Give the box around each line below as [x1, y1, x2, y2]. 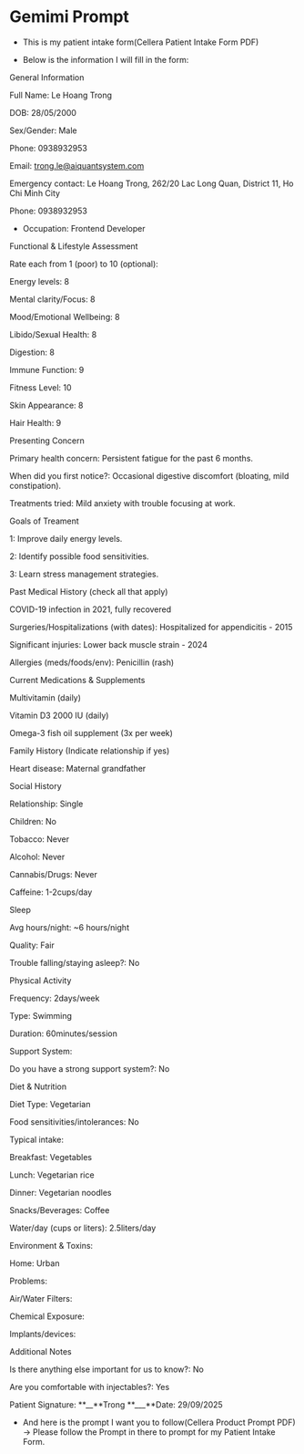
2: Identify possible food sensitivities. [9, 550, 149, 562]
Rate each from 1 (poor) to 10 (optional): [9, 258, 159, 269]
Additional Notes [9, 1345, 72, 1356]
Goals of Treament [9, 515, 79, 526]
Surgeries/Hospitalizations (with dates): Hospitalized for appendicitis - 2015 [9, 621, 293, 632]
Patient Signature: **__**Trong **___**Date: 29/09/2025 [9, 1398, 223, 1410]
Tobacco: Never [9, 833, 70, 845]
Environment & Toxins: [9, 1240, 94, 1251]
